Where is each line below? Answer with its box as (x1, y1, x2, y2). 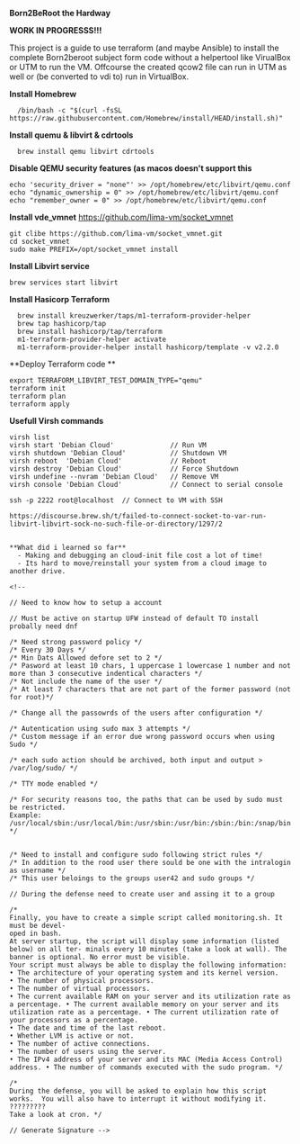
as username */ (9, 866, 66, 875)
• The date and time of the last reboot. (9, 1023, 167, 1032)
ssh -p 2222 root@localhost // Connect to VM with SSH (9, 496, 223, 505)
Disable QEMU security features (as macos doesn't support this (9, 163, 252, 174)
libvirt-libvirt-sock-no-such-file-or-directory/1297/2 (9, 519, 223, 528)
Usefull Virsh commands (9, 416, 104, 426)
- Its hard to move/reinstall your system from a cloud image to (17, 559, 268, 568)
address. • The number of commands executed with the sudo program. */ (9, 1063, 283, 1072)
